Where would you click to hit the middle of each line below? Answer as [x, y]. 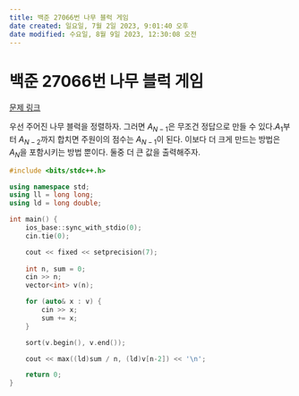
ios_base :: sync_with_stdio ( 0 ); [84, 228]
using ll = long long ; [51, 195]
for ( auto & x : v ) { [64, 302]
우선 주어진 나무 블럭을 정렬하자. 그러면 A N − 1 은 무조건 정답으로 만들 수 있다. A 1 [146, 128]
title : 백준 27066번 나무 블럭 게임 [69, 17]
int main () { [34, 220]
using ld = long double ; [56, 203]
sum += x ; [60, 318]
